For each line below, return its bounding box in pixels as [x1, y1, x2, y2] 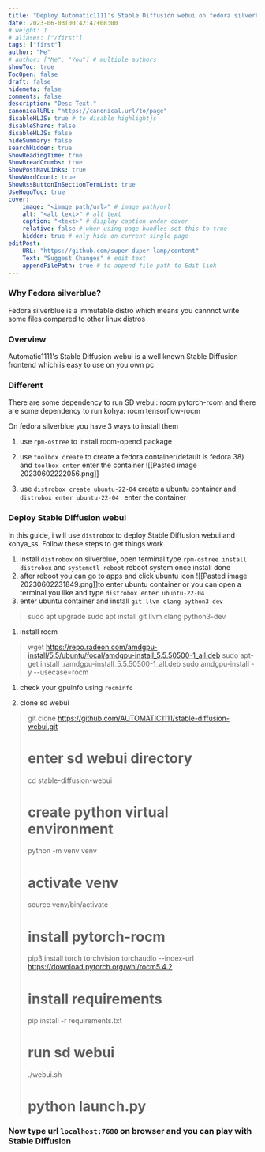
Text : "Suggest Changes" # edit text [22, 254, 147, 262]
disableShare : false [8, 122, 77, 130]
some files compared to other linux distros [8, 314, 146, 323]
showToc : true [8, 63, 55, 71]
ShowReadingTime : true [8, 151, 83, 159]
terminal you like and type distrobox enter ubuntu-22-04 [19, 587, 205, 597]
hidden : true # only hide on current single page [22, 232, 189, 240]
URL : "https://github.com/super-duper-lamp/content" [22, 247, 200, 255]
